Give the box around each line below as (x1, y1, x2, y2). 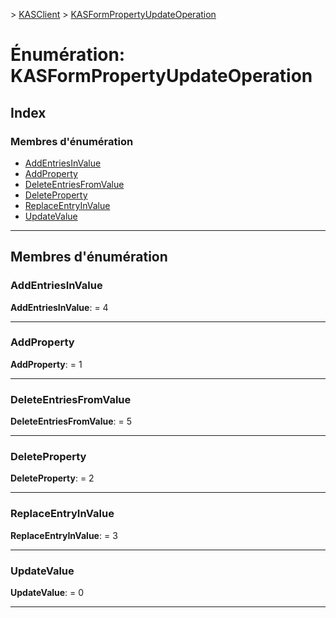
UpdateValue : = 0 (10, 587, 85, 599)
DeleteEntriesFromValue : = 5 (10, 415, 133, 428)
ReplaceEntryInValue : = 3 (10, 529, 118, 541)
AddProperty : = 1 (10, 358, 83, 370)
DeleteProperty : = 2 (10, 472, 95, 484)
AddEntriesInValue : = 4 (10, 301, 109, 313)
